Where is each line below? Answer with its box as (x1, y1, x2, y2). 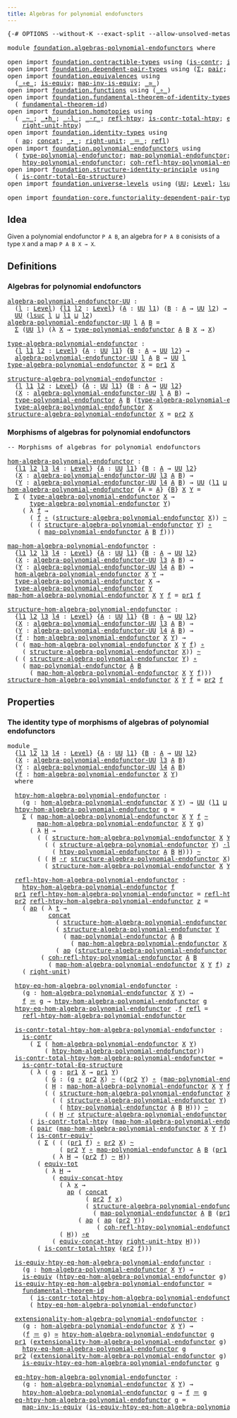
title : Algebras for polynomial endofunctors (7, 10, 143, 18)
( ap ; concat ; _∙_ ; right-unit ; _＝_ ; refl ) (14, 137, 171, 145)
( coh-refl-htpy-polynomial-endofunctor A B (40, 953, 197, 962)
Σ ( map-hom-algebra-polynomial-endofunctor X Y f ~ (22, 812, 209, 821)
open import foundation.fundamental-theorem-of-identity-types (7, 93, 231, 101)
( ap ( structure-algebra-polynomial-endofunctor (55, 946, 227, 955)
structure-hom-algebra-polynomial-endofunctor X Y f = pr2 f (7, 676, 224, 684)
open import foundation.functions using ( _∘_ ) (7, 86, 171, 94)
